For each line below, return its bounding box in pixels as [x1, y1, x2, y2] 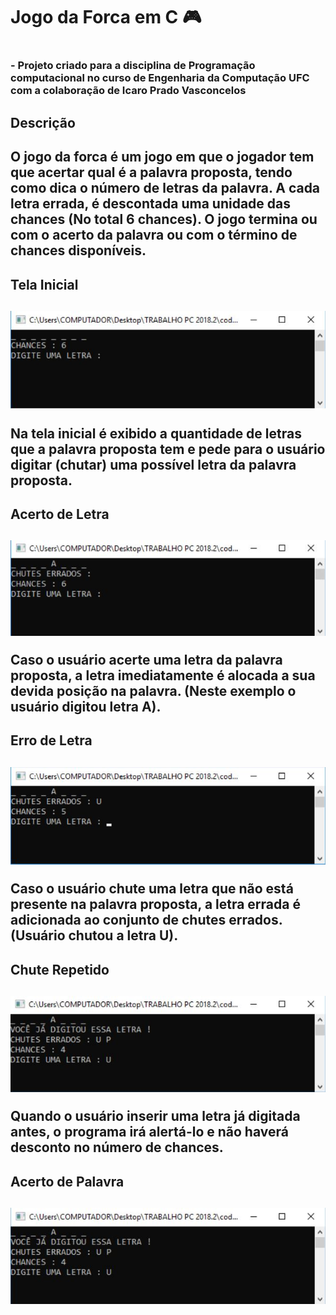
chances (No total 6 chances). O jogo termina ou [10, 211, 318, 228]
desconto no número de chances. [10, 1139, 224, 1156]
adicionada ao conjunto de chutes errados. [10, 912, 283, 929]
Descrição [10, 114, 76, 131]
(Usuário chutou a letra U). [10, 927, 179, 944]
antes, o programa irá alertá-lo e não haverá [10, 1124, 289, 1141]
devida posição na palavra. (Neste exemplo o [10, 682, 297, 699]
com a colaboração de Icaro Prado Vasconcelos [10, 84, 247, 98]
